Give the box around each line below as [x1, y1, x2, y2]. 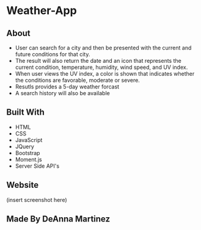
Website [6, 180, 38, 190]
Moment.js [15, 156, 42, 163]
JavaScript [15, 136, 43, 143]
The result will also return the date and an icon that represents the [15, 57, 181, 64]
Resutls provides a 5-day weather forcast [15, 83, 120, 90]
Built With [6, 107, 45, 118]
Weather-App [6, 4, 78, 18]
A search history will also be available [15, 90, 110, 96]
